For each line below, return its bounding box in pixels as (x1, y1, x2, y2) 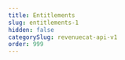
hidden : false (8, 26, 55, 34)
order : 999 (8, 41, 44, 48)
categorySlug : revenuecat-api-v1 (8, 33, 118, 41)
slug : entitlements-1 (8, 19, 79, 26)
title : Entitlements (8, 11, 76, 19)
